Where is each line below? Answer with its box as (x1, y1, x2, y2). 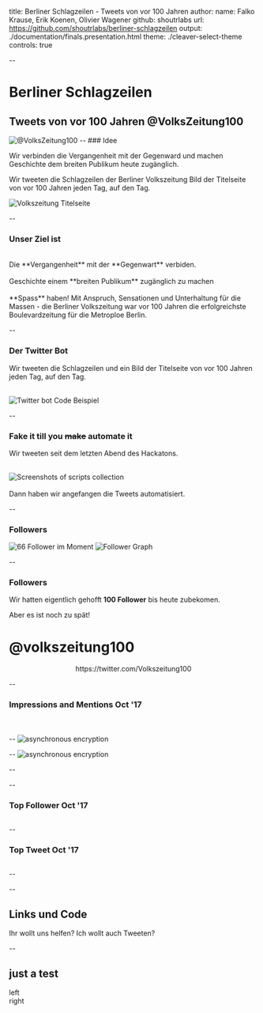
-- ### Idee (79, 136, 118, 145)
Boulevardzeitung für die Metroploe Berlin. (9, 310, 148, 319)
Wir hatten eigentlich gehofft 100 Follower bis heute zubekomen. (9, 595, 220, 604)
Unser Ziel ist (9, 233, 62, 244)
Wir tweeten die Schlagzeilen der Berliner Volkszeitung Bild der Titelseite (9, 175, 246, 184)
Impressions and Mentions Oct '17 (9, 699, 142, 710)
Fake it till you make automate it (9, 430, 133, 441)
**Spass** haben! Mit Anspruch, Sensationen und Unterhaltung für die (9, 293, 242, 303)
